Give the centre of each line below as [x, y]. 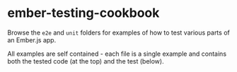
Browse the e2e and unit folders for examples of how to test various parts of [118, 32]
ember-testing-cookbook [83, 13]
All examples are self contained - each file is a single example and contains [117, 54]
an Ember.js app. [32, 40]
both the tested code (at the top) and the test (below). [86, 61]
